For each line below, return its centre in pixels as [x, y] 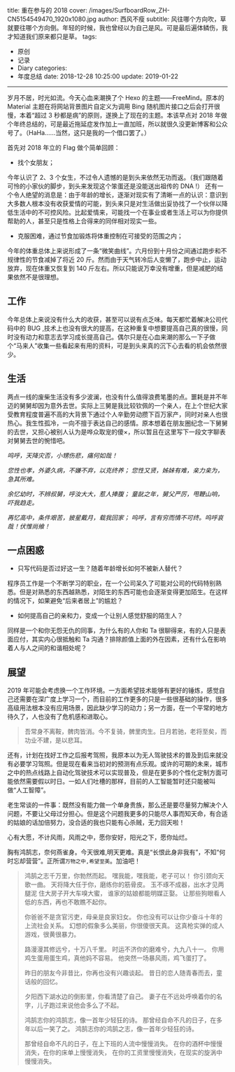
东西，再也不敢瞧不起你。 [73, 902]
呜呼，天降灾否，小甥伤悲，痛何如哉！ [62, 455]
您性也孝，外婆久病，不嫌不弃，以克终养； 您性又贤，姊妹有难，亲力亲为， [115, 470]
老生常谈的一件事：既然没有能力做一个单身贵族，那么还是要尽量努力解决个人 [117, 805]
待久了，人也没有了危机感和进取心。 [59, 717]
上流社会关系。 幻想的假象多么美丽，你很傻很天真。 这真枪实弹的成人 [124, 926]
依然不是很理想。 [38, 277]
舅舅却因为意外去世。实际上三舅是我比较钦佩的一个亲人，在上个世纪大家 [123, 405]
